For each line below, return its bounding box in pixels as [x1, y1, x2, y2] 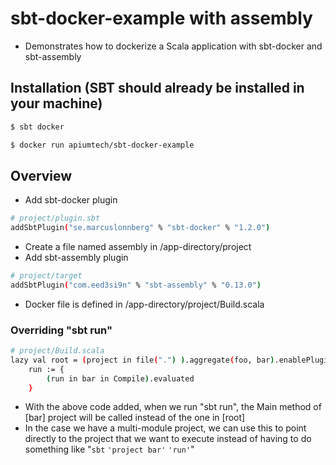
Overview [10, 167, 73, 184]
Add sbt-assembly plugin [24, 252, 129, 264]
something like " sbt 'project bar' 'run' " [24, 443, 195, 456]
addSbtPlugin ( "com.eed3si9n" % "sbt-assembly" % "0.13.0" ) [10, 280, 262, 290]
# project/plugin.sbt [10, 213, 101, 224]
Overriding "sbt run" [10, 323, 113, 337]
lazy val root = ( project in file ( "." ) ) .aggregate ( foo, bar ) [10, 355, 275, 365]
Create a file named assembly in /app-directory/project [24, 241, 252, 253]
